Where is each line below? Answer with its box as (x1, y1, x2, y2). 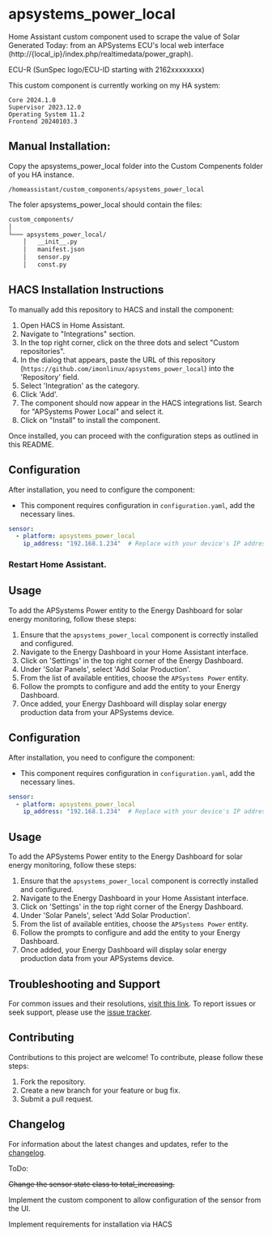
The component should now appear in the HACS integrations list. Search (19, 398, 262, 407)
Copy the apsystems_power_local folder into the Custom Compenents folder (8, 161, 263, 170)
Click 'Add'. (19, 389, 58, 399)
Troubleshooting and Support (8, 977, 160, 991)
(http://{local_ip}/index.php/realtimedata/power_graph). (8, 49, 193, 58)
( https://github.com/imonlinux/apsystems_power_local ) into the (19, 363, 235, 373)
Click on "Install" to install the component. (19, 415, 160, 425)
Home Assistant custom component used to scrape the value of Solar (8, 32, 240, 41)
